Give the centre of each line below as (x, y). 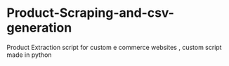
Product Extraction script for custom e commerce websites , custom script (114, 47)
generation (39, 28)
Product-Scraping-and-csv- (91, 13)
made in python (29, 55)
